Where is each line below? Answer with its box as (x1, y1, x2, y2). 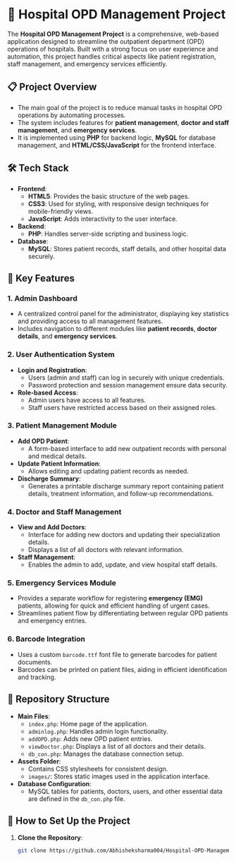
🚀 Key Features (7, 272, 75, 284)
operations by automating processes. (17, 111, 126, 119)
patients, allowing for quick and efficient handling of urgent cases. (17, 601, 210, 610)
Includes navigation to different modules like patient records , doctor (17, 325, 217, 333)
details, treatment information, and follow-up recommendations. (27, 489, 214, 498)
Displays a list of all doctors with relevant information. (27, 546, 184, 554)
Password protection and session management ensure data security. (27, 380, 228, 389)
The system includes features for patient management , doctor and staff (17, 118, 230, 126)
